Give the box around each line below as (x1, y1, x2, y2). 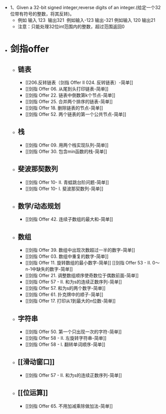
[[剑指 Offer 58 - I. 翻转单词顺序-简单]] (25, 341, 106, 347)
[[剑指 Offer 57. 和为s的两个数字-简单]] (25, 285, 106, 291)
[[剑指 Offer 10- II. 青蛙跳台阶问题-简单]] (25, 179, 109, 185)
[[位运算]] (17, 389, 48, 397)
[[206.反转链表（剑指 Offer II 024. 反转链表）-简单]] (25, 79, 134, 85)
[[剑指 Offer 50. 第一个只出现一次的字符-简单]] (25, 329, 122, 335)
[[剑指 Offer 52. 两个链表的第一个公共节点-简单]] (25, 111, 126, 117)
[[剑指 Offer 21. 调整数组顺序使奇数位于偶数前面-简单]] (25, 273, 139, 279)
